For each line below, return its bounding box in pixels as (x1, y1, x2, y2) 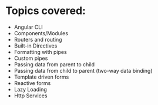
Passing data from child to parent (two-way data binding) (14, 67, 153, 74)
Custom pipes (14, 55, 48, 62)
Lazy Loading (14, 86, 48, 93)
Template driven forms (14, 73, 69, 80)
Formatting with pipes (14, 48, 67, 55)
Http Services (14, 92, 48, 99)
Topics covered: (5, 4, 86, 18)
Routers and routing (14, 36, 62, 43)
